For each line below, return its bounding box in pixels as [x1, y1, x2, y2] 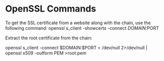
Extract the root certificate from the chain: [5, 35, 93, 41]
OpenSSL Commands [5, 3, 97, 15]
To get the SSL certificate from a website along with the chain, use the [5, 20, 151, 26]
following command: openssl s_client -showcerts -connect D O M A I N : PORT [5, 25, 159, 31]
